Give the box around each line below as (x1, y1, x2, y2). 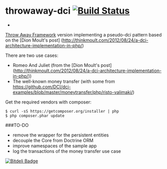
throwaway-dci (5, 5, 71, 17)
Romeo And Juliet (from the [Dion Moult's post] (12, 62, 112, 68)
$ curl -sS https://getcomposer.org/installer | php (5, 109, 119, 114)
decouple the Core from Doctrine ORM (12, 137, 94, 143)
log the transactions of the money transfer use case (12, 148, 121, 154)
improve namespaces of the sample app (12, 143, 97, 149)
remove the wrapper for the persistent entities (12, 132, 109, 138)
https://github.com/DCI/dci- (12, 84, 71, 90)
